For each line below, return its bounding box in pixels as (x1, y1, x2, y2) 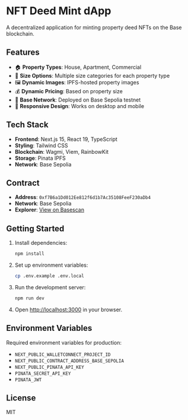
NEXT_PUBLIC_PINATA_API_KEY (14, 364, 84, 370)
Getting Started (6, 223, 65, 233)
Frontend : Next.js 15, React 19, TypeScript (14, 135, 117, 143)
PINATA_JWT (14, 377, 42, 383)
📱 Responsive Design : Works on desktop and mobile (14, 102, 144, 109)
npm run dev (14, 295, 44, 301)
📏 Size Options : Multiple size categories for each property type (14, 72, 170, 79)
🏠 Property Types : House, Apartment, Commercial (14, 64, 142, 71)
